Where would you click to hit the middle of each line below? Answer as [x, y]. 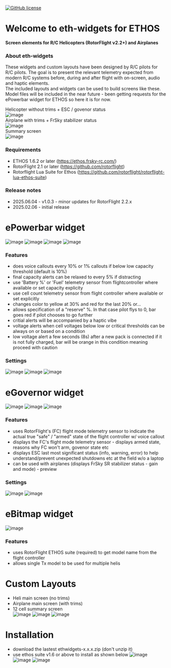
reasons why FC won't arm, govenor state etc [60, 447]
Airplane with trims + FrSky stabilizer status [51, 121]
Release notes [23, 190]
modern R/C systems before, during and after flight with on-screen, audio [83, 78]
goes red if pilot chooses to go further [53, 315]
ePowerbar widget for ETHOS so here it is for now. [58, 100]
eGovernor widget [45, 392]
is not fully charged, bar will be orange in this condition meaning [80, 342]
